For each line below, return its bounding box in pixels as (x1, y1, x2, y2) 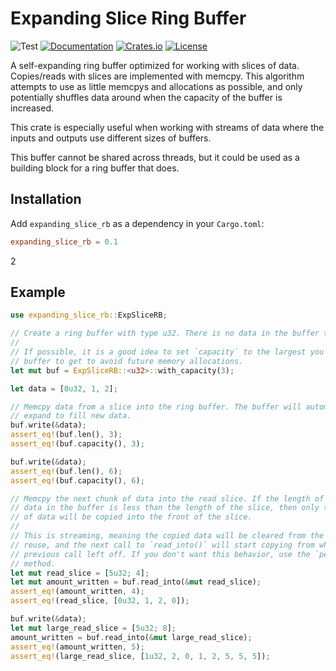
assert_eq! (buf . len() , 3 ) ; (10, 430, 123, 440)
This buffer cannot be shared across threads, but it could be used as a (10, 151, 300, 163)
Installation (10, 191, 82, 208)
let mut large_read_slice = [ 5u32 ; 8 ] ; (10, 623, 177, 633)
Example (10, 284, 66, 301)
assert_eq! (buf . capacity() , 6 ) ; (10, 475, 145, 486)
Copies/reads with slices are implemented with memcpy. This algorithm (10, 70, 305, 82)
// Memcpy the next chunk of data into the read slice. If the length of (10, 493, 325, 504)
